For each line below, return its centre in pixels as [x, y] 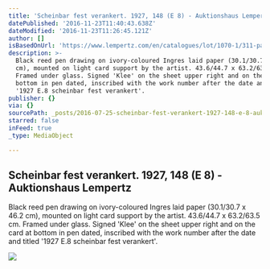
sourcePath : [28, 114]
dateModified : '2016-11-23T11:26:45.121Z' [80, 31]
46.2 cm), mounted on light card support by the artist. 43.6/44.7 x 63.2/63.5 [134, 216]
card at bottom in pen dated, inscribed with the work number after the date [132, 233]
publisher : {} [32, 98]
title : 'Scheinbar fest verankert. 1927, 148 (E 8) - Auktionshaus [124, 16]
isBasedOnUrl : [32, 46]
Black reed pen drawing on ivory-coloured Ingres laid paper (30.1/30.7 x [127, 207]
